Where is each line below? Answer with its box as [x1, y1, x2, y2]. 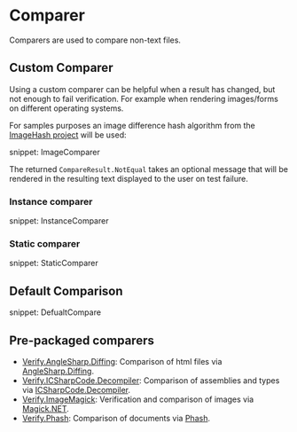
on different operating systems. [9, 103, 124, 114]
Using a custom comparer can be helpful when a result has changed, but [9, 83, 276, 94]
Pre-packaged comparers [9, 333, 155, 348]
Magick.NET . [21, 403, 69, 413]
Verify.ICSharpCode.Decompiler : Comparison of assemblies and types [21, 374, 280, 386]
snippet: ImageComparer [9, 146, 100, 157]
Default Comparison [9, 283, 123, 298]
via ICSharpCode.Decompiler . [21, 384, 131, 395]
